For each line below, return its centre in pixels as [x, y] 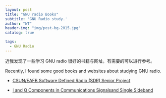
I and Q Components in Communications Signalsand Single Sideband [83, 90]
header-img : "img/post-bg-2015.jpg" [43, 28]
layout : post [19, 10]
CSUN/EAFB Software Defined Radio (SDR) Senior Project [71, 80]
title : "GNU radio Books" [32, 14]
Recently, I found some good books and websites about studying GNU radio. [83, 71]
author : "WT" [19, 24]
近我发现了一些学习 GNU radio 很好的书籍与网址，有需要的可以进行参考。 [80, 61]
